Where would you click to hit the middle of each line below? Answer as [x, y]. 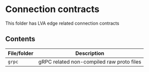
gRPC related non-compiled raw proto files [90, 61]
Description [90, 53]
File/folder [21, 53]
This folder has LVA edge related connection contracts [62, 23]
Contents [20, 39]
